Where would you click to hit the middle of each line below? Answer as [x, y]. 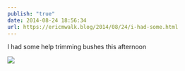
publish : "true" [31, 14]
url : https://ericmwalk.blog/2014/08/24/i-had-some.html [93, 27]
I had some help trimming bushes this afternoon [77, 47]
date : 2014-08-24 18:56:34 [47, 20]
